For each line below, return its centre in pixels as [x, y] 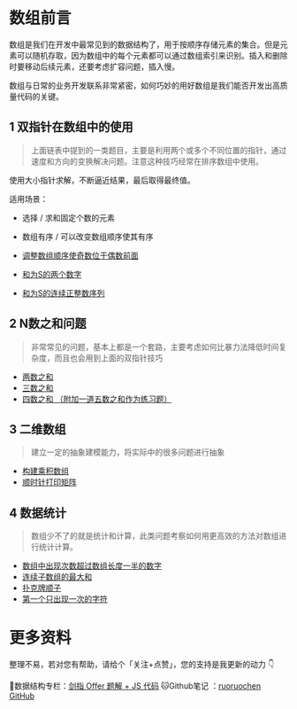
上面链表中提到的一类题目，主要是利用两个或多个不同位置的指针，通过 [159, 150]
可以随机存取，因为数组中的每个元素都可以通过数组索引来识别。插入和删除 [152, 55]
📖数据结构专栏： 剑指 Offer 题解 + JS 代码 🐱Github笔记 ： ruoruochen [135, 686]
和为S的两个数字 [52, 274]
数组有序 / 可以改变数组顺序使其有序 [88, 237]
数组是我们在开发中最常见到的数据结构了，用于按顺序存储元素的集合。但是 [145, 44]
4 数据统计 [38, 513]
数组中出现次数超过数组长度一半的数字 [91, 566]
